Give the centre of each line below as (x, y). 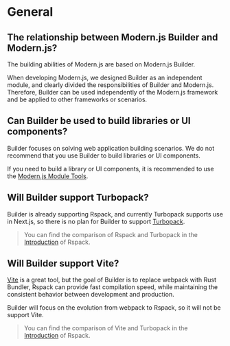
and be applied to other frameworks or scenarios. (77, 99)
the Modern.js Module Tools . (48, 176)
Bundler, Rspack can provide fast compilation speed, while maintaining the (113, 287)
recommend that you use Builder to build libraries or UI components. (104, 156)
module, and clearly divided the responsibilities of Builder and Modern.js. (111, 85)
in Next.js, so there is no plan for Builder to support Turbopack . (96, 221)
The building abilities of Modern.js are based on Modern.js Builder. (101, 64)
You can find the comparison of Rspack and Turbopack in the (111, 234)
